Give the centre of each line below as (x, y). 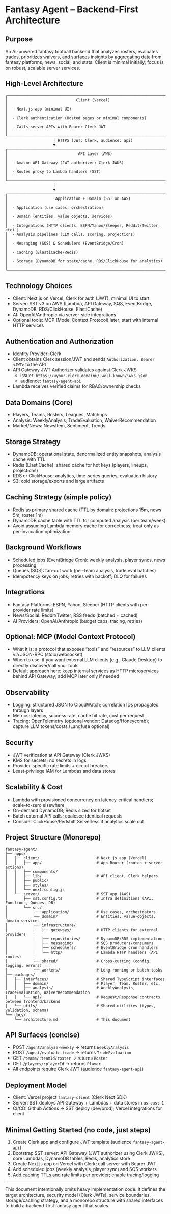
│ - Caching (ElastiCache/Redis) (42, 252)
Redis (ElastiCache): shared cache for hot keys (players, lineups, (80, 465)
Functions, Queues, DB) (31, 903)
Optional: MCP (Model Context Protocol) (70, 637)
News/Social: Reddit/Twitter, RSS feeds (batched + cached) (75, 615)
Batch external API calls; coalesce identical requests (67, 816)
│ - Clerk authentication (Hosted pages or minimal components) (76, 118)
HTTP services (28, 325)
